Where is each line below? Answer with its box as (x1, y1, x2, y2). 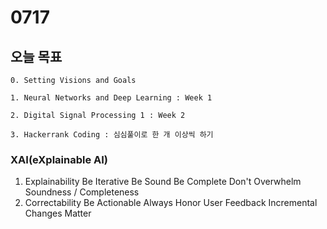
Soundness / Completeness (24, 186, 140, 198)
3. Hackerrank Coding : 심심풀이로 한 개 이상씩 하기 (10, 130, 214, 140)
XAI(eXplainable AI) (10, 152, 109, 166)
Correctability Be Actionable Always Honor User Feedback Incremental (24, 197, 318, 209)
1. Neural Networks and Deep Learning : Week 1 (10, 93, 213, 103)
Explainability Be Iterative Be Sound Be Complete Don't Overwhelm (24, 176, 302, 188)
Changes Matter (24, 207, 92, 220)
